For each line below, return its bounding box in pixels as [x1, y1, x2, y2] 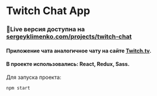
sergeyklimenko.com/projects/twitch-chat [6, 32, 132, 41]
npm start [6, 85, 31, 91]
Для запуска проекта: [6, 74, 62, 81]
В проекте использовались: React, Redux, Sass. [6, 61, 130, 68]
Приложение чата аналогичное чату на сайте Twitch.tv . [6, 47, 152, 54]
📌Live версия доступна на [6, 25, 85, 34]
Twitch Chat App [6, 4, 91, 18]
